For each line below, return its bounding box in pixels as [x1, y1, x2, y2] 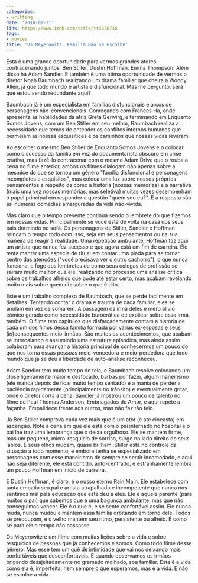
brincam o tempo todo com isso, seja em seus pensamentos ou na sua [6, 230, 178, 237]
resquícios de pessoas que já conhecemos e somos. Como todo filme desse [6, 539, 192, 546]
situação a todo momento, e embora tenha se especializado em [6, 447, 161, 455]
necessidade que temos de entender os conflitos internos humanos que [6, 125, 181, 133]
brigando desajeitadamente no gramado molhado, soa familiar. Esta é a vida [6, 558, 191, 565]
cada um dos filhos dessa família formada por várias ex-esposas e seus [6, 324, 181, 331]
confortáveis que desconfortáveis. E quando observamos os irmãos [6, 552, 171, 559]
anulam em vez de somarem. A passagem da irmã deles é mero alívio [6, 305, 176, 312]
